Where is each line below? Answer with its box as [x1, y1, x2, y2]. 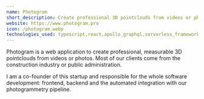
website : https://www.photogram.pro [6, 20, 99, 26]
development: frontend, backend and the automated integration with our [6, 80, 187, 87]
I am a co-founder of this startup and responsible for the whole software [6, 73, 187, 80]
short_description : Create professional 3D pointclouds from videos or [6, 15, 191, 21]
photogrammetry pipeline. [6, 86, 72, 93]
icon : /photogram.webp [6, 26, 64, 32]
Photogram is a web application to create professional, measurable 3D [6, 48, 182, 55]
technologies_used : [6, 32, 56, 38]
